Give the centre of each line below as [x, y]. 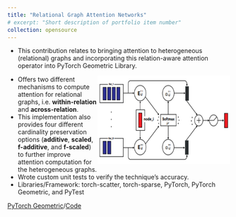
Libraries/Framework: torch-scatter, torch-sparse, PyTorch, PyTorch [116, 184]
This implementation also [54, 117]
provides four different [50, 124]
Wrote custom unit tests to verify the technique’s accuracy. [103, 177]
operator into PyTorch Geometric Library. [77, 66]
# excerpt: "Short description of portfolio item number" [94, 22]
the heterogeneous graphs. [57, 170]
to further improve [44, 155]
